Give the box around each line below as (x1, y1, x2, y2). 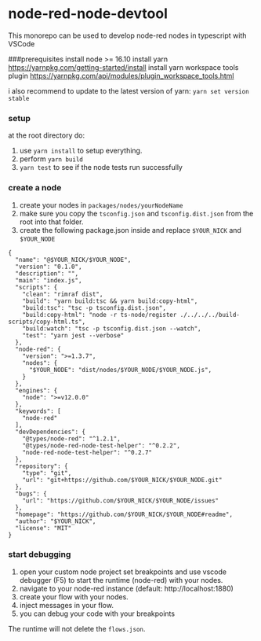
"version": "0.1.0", (15, 263, 82, 271)
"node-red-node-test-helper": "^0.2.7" (22, 448, 153, 456)
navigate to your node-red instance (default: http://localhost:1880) (19, 584, 234, 593)
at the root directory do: (8, 131, 85, 140)
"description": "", (15, 269, 79, 278)
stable (8, 94, 30, 102)
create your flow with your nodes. (19, 591, 129, 602)
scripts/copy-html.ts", (8, 318, 86, 326)
